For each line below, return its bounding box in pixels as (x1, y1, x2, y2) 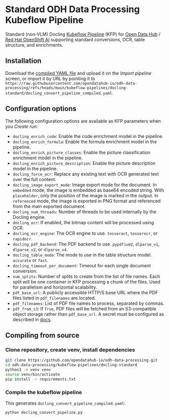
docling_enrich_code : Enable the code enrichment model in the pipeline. (12, 133, 164, 139)
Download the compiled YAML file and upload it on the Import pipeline (5, 70, 152, 76)
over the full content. (12, 176, 57, 182)
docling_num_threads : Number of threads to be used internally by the (12, 208, 156, 215)
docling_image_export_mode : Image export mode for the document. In (12, 182, 157, 188)
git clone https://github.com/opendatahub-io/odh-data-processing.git (5, 358, 158, 363)
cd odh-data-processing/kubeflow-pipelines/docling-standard (5, 363, 138, 368)
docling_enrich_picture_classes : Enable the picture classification (12, 149, 151, 155)
